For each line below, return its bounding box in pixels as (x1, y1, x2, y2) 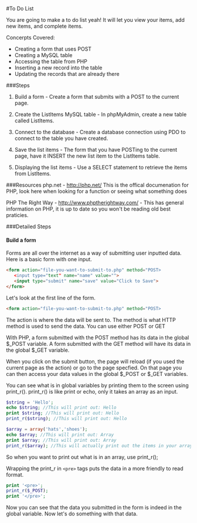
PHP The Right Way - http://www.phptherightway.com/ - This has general (6, 199, 184, 206)
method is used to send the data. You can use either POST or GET (6, 322, 166, 329)
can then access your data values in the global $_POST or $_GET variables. (6, 370, 188, 377)
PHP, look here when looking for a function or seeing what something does (6, 188, 188, 195)
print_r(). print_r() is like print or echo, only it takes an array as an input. (6, 388, 178, 395)
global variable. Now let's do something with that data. (6, 510, 138, 517)
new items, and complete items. (6, 23, 83, 29)
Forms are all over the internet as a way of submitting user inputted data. (6, 249, 182, 256)
